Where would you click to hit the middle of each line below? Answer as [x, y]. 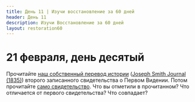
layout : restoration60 [34, 28]
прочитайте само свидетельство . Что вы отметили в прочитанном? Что [98, 87]
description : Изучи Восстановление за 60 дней [65, 23]
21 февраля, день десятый [75, 58]
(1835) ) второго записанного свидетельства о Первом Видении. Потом [97, 80]
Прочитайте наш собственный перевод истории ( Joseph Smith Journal [96, 74]
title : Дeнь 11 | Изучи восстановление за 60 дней [70, 12]
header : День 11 [26, 17]
